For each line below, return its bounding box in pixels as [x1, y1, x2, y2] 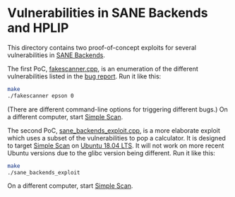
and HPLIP [7, 20, 69, 36]
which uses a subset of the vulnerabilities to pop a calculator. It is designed [7, 133, 226, 142]
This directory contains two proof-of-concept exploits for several [7, 43, 196, 52]
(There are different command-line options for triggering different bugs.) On [7, 105, 228, 114]
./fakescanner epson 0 [7, 92, 74, 100]
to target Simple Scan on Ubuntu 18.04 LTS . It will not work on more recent [7, 141, 224, 150]
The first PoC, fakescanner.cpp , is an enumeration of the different [7, 64, 199, 73]
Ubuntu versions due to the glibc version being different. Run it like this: [7, 148, 215, 157]
